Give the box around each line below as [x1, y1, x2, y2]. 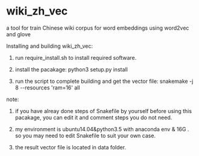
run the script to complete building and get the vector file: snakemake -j [14, 77, 194, 85]
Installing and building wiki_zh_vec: [6, 42, 93, 50]
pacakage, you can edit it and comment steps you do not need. [14, 114, 172, 121]
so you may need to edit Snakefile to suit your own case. [14, 132, 156, 139]
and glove [6, 30, 31, 37]
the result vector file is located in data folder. [14, 143, 127, 151]
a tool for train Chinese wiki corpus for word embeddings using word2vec [6, 24, 189, 31]
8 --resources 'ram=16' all [14, 83, 80, 91]
